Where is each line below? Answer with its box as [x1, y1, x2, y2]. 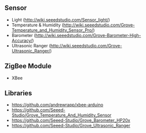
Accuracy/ [11, 38, 33, 43]
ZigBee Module [4, 62, 52, 70]
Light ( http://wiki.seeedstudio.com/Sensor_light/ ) [11, 17, 110, 22]
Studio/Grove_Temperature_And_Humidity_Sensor [11, 112, 111, 118]
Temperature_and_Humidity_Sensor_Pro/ [11, 27, 93, 33]
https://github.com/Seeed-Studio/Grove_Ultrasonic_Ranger [11, 123, 130, 129]
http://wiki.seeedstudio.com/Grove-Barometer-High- [35, 32, 142, 38]
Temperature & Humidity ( [11, 22, 64, 28]
